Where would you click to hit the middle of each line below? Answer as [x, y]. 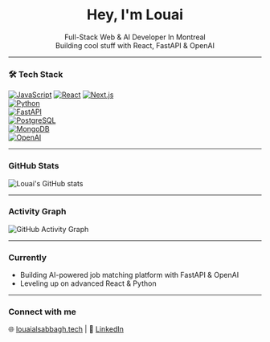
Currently [27, 257]
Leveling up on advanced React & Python [88, 283]
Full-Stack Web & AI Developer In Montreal [135, 37]
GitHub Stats [34, 166]
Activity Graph [37, 212]
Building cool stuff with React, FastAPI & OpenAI [135, 45]
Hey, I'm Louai [135, 15]
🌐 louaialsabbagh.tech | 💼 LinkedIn [66, 329]
